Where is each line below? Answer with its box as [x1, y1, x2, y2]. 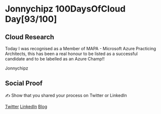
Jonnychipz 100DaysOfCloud [5, 3, 126, 14]
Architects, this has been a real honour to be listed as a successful [5, 51, 138, 57]
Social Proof [5, 79, 43, 87]
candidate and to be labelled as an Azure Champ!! [5, 56, 105, 61]
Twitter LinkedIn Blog [5, 103, 48, 109]
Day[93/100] [5, 14, 57, 25]
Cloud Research [5, 33, 54, 41]
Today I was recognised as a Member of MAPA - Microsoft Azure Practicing [5, 46, 156, 51]
